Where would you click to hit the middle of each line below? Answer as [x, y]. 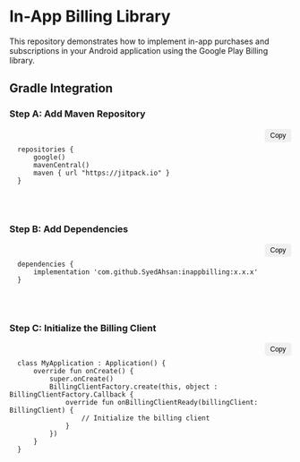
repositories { [46, 150]
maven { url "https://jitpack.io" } [101, 173]
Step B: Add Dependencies [69, 228]
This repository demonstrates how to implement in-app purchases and [140, 41]
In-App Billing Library [90, 17]
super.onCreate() [81, 379]
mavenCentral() [61, 165]
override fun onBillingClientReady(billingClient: [162, 403]
